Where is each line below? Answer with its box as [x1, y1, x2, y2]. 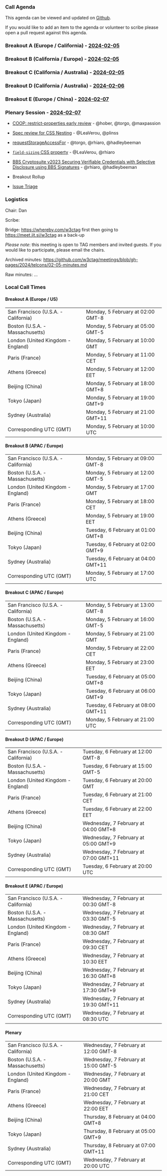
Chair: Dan [5, 207, 27, 213]
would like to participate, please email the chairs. [5, 247, 105, 253]
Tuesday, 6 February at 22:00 [83, 805, 153, 812]
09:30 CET [83, 944, 108, 951]
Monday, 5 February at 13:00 [85, 602, 155, 609]
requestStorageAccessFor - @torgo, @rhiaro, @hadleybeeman [12, 139, 141, 145]
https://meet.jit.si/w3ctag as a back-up [5, 232, 84, 238]
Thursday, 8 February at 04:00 [83, 1113, 156, 1120]
